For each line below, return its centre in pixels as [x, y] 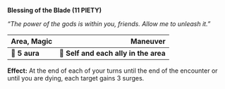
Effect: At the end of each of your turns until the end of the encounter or [112, 71]
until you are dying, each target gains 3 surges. [76, 78]
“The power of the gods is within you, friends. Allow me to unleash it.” [109, 24]
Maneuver [148, 41]
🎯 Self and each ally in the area [112, 53]
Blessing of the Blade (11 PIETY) [55, 10]
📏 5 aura [25, 53]
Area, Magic [32, 41]
